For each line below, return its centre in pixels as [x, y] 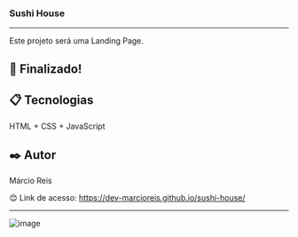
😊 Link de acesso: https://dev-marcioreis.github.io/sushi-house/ [127, 198]
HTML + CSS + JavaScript [57, 126]
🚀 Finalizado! [46, 69]
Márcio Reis [31, 181]
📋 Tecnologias [51, 100]
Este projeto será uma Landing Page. [77, 41]
